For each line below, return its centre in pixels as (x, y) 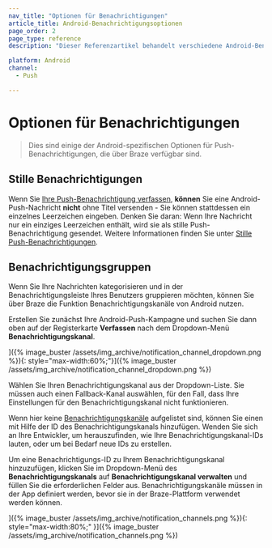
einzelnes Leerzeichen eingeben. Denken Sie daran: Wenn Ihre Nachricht (130, 216)
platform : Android (39, 61)
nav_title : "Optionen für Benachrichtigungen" (88, 16)
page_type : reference (45, 38)
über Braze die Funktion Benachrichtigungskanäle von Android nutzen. (126, 304)
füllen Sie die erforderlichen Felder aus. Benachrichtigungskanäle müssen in (136, 486)
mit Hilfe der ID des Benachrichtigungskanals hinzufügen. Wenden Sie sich (133, 427)
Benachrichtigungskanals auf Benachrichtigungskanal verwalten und (128, 477)
